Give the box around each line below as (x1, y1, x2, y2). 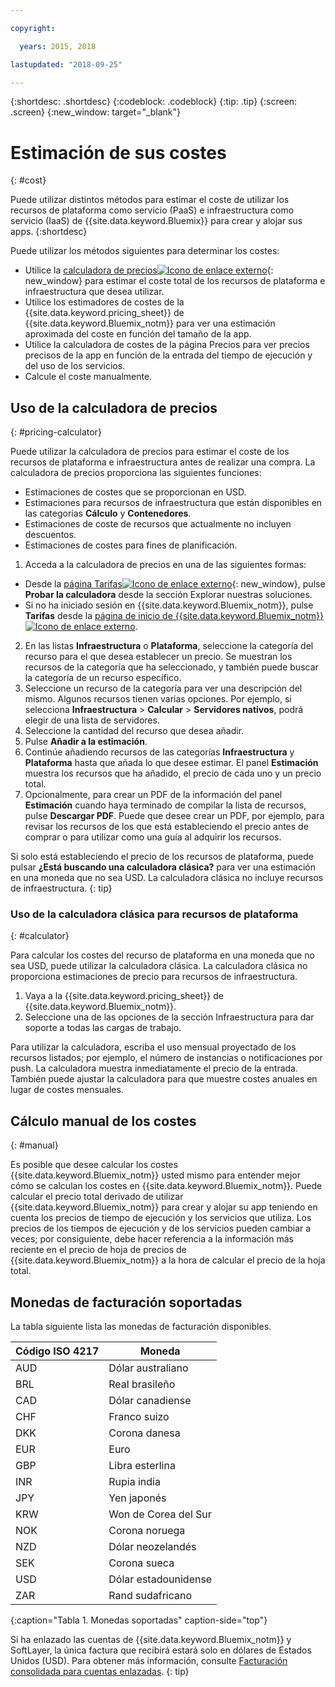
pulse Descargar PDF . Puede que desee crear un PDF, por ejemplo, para (24, 810, 325, 822)
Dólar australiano (108, 1361, 189, 1375)
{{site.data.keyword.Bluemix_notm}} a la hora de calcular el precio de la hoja (10, 1254, 326, 1266)
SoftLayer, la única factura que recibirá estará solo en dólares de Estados (10, 1644, 312, 1656)
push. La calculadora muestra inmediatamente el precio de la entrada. (10, 1062, 299, 1075)
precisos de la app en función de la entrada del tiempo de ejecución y (24, 349, 313, 361)
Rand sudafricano (108, 1589, 193, 1603)
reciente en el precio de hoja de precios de (10, 1244, 187, 1256)
